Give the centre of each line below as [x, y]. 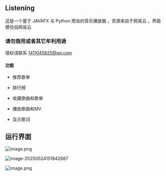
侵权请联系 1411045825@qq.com [39, 53]
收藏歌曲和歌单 [28, 98]
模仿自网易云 [18, 27]
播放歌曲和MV [27, 109]
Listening [20, 8]
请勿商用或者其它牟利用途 [36, 41]
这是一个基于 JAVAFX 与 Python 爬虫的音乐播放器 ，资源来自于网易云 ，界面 [83, 21]
